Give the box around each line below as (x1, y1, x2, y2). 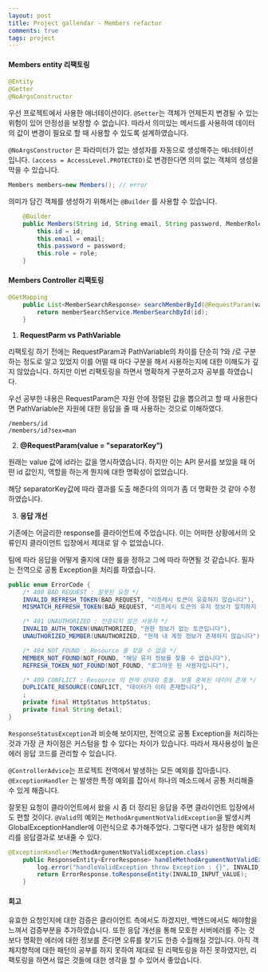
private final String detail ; (22, 706, 124, 714)
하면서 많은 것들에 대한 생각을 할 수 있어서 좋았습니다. (35, 955, 202, 965)
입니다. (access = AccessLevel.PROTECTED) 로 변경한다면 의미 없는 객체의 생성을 (8, 155, 259, 165)
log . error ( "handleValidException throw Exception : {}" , (37, 863, 230, 871)
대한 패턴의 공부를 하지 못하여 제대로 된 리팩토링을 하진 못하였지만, (42, 946, 249, 955)
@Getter (8, 85, 34, 93)
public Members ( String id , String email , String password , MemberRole (22, 220, 262, 228)
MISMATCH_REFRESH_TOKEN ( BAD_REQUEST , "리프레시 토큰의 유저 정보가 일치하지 (22, 603, 257, 611)
